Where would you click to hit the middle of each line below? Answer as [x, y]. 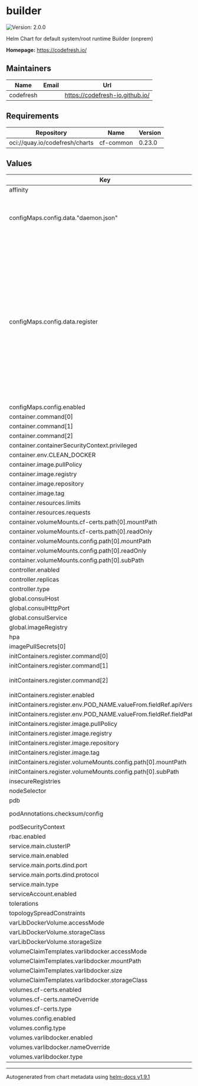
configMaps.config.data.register [54, 322]
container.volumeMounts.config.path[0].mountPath [80, 542]
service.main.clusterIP [40, 846]
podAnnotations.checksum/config [56, 814]
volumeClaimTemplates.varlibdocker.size [66, 971]
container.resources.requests [50, 513]
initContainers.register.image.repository [64, 743]
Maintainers [29, 69]
